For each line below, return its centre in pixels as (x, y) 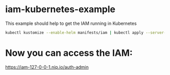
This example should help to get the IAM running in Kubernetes (71, 23)
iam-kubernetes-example (60, 9)
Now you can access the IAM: (69, 53)
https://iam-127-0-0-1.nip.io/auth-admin (47, 67)
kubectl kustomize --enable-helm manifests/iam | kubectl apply (74, 32)
